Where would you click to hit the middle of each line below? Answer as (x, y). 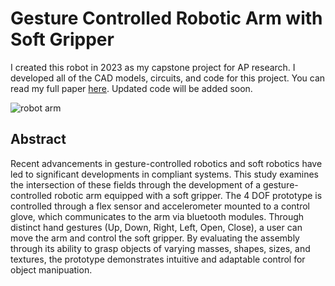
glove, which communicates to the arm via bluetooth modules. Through (157, 216)
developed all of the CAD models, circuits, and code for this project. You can (168, 78)
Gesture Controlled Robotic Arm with (166, 18)
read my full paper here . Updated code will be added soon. (131, 88)
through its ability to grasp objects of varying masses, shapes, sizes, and (160, 248)
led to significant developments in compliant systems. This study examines (164, 174)
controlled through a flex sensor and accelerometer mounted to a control (160, 206)
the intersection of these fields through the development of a (136, 184)
